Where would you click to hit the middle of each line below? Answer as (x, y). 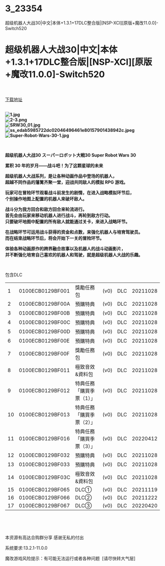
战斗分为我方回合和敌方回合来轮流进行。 (46, 209)
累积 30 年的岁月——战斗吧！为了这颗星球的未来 (54, 165)
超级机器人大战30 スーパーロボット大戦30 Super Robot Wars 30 (71, 155)
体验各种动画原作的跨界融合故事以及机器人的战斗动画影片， (65, 249)
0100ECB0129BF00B (44, 313)
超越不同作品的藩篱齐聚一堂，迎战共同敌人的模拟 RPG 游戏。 (67, 182)
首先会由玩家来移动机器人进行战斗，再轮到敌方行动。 (59, 215)
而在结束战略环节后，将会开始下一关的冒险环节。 (55, 238)
